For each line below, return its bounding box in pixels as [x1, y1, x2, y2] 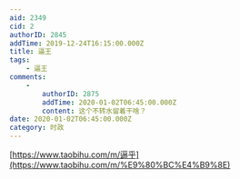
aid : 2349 [9, 13, 47, 23]
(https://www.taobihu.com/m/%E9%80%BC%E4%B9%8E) [9, 160, 231, 170]
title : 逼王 [9, 47, 52, 56]
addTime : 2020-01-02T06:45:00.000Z [42, 97, 177, 107]
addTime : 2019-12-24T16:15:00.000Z [9, 38, 145, 48]
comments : [9, 73, 47, 82]
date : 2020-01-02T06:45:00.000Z [9, 114, 132, 124]
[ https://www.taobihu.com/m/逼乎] [9, 149, 139, 160]
